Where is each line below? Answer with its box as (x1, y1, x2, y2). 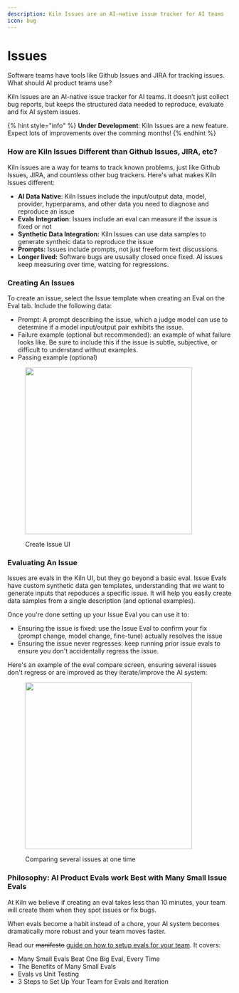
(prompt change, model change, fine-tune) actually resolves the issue (17, 631, 223, 641)
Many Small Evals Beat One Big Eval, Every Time (17, 955, 160, 963)
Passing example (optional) (17, 353, 98, 362)
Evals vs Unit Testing (17, 970, 80, 978)
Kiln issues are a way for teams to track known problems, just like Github (7, 163, 221, 172)
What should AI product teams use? (7, 79, 112, 88)
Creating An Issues (7, 278, 75, 288)
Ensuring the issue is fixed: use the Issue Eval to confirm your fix (17, 624, 208, 633)
